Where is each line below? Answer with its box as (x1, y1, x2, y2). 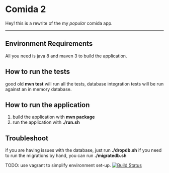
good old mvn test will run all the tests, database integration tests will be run (5, 80, 164, 86)
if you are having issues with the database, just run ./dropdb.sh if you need (5, 147, 162, 153)
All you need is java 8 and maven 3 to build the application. (5, 53, 127, 59)
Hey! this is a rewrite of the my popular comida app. (5, 20, 113, 26)
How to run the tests (5, 67, 70, 76)
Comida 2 (5, 4, 46, 15)
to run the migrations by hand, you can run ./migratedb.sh (5, 152, 127, 159)
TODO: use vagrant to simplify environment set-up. (5, 162, 111, 168)
